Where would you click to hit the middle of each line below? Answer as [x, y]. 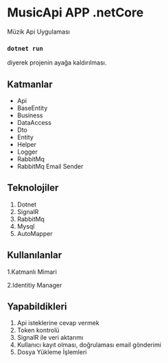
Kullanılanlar [35, 255]
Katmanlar [30, 84]
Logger [27, 152]
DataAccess [34, 123]
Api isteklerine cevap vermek [58, 323]
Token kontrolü [38, 330]
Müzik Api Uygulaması [39, 32]
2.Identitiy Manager [35, 285]
